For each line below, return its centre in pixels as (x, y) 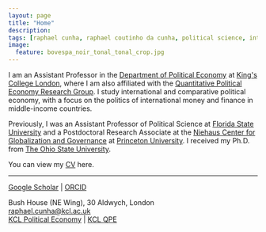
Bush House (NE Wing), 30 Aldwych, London (81, 202)
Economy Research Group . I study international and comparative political (127, 91)
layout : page (30, 15)
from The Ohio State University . (60, 149)
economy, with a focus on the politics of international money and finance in (131, 100)
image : (19, 45)
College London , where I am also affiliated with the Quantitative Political (125, 83)
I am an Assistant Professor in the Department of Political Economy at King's (133, 75)
